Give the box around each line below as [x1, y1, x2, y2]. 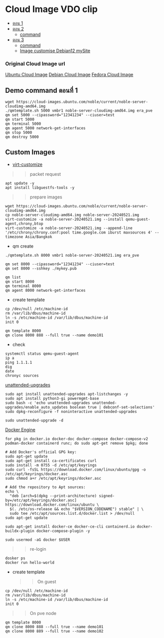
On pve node [29, 610, 56, 616]
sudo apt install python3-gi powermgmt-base [5, 396, 99, 401]
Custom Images [5, 148, 55, 156]
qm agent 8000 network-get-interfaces [5, 288, 86, 293]
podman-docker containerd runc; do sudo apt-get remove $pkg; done [5, 441, 149, 446]
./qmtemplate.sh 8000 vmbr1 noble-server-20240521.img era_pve [5, 253, 140, 258]
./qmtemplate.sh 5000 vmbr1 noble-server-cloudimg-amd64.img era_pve [5, 108, 153, 113]
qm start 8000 [5, 279, 35, 284]
